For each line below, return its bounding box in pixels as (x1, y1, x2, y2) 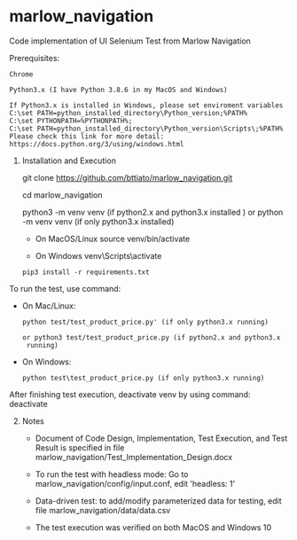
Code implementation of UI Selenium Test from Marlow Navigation (9, 35, 251, 46)
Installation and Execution (21, 155, 117, 166)
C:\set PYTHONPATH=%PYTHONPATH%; (9, 116, 133, 125)
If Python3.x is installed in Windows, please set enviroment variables (9, 100, 284, 110)
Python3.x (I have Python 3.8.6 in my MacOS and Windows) (9, 85, 228, 94)
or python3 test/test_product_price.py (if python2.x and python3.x (21, 333, 281, 342)
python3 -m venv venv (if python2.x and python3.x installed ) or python (21, 207, 284, 217)
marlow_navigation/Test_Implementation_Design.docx (35, 451, 233, 462)
